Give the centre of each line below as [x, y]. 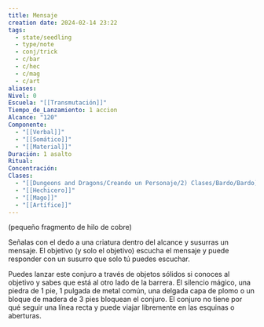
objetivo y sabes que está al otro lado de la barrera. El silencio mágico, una [130, 282]
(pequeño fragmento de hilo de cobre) [70, 227]
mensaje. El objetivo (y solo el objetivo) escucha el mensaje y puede [119, 251]
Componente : [27, 125]
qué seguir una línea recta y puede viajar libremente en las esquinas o [121, 307]
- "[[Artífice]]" [44, 205]
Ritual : [21, 162]
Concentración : [33, 169]
